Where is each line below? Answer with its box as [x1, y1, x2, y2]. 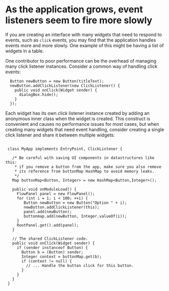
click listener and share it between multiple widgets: [5, 132, 115, 138]
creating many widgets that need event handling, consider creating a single [5, 126, 164, 132]
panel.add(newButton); [24, 209, 72, 214]
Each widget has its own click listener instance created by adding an [5, 110, 150, 116]
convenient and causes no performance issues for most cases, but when [5, 121, 159, 127]
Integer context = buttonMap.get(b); [21, 254, 102, 259]
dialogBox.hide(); [18, 92, 58, 97]
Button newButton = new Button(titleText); [10, 79, 104, 84]
